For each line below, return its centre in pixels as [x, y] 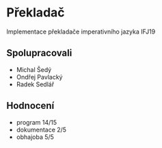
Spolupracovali [39, 53]
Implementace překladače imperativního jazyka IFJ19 [81, 32]
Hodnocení [30, 106]
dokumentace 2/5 [41, 129]
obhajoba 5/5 [35, 137]
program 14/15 [37, 122]
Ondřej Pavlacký [39, 77]
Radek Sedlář [35, 84]
